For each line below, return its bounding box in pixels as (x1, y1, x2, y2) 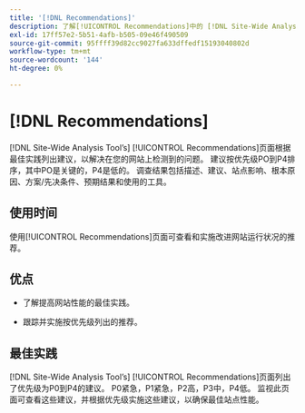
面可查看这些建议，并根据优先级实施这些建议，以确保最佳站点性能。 (9, 394, 264, 405)
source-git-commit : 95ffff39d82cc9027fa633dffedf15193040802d (9, 38, 250, 48)
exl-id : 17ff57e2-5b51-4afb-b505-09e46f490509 (9, 30, 189, 39)
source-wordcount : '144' (9, 55, 103, 64)
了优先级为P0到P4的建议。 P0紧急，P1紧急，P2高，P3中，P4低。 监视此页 (9, 383, 290, 394)
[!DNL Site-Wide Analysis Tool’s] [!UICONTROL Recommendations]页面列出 (9, 371, 291, 382)
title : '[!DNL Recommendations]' (9, 13, 136, 23)
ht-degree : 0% (9, 64, 64, 74)
